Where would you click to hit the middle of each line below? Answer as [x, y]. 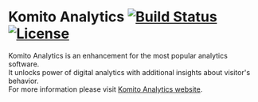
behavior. [23, 81]
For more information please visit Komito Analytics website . [106, 89]
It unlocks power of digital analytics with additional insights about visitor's [129, 72]
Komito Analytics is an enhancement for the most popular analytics [118, 55]
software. [24, 64]
